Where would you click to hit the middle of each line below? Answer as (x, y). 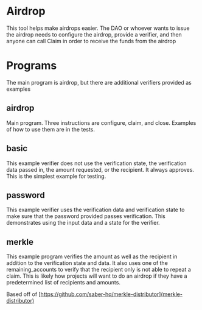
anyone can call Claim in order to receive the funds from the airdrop (91, 41)
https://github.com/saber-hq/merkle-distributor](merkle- (111, 294)
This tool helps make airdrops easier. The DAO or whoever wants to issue (98, 28)
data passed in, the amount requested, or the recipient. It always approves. (100, 169)
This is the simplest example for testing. (56, 176)
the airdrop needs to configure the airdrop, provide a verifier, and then (94, 34)
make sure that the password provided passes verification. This (86, 216)
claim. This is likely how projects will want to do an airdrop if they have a (97, 276)
